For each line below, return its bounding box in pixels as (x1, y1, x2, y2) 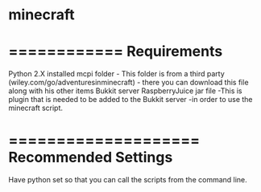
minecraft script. (8, 103, 63, 113)
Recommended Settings (8, 149, 173, 166)
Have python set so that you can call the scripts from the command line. (8, 175, 247, 185)
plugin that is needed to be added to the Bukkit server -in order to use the (8, 95, 253, 104)
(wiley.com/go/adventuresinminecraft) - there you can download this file (8, 78, 249, 88)
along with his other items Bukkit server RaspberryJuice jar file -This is (8, 86, 242, 96)
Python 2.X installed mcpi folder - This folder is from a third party (8, 69, 226, 79)
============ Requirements (8, 43, 223, 61)
